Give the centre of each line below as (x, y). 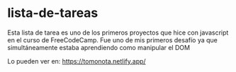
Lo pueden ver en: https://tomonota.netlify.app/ (77, 61)
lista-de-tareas (53, 13)
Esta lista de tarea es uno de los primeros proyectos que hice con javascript (118, 32)
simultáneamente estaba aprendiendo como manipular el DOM (99, 47)
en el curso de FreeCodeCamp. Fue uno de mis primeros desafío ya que (113, 40)
